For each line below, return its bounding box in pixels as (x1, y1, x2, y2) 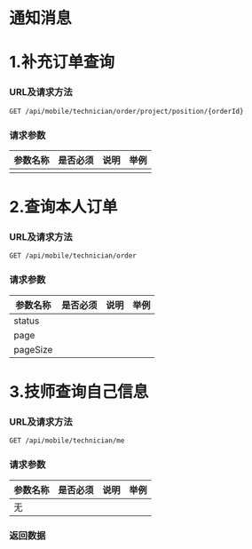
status (13, 314, 40, 327)
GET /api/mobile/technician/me (9, 436, 125, 445)
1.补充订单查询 (9, 52, 115, 72)
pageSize (13, 343, 53, 355)
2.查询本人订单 (9, 197, 118, 218)
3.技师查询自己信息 (9, 381, 149, 402)
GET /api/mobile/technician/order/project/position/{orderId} (9, 107, 244, 115)
